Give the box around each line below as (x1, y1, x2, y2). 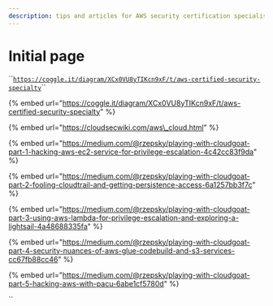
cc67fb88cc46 (8, 254, 58, 264)
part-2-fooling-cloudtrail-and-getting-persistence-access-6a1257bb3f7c (8, 179, 253, 189)
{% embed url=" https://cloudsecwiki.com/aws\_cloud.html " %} (8, 123, 219, 132)
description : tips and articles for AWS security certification (8, 11, 231, 20)
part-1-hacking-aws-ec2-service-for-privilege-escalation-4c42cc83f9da (8, 147, 254, 157)
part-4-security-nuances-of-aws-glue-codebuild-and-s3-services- (8, 245, 236, 256)
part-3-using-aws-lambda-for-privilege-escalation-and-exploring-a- (8, 213, 240, 222)
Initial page (8, 46, 85, 65)
